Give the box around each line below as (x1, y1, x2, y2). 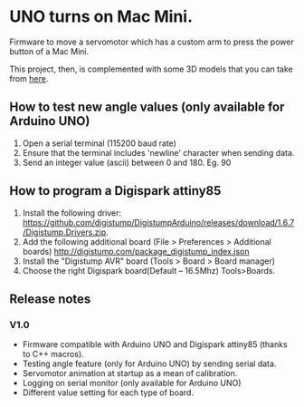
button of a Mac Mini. (9, 45, 89, 56)
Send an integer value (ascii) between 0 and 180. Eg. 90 (22, 157, 232, 168)
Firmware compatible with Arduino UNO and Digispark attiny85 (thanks (22, 339, 288, 350)
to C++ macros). (22, 349, 84, 360)
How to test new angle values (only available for (9, 100, 285, 115)
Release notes (9, 291, 91, 306)
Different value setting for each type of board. (22, 387, 195, 398)
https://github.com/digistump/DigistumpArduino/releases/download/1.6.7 (22, 217, 295, 228)
